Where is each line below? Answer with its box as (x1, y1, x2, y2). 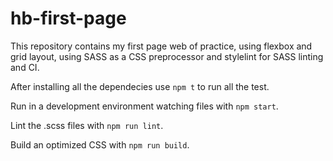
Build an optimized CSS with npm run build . (10, 138, 190, 151)
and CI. (10, 61, 40, 73)
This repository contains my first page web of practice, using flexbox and (10, 40, 313, 52)
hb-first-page (10, 7, 127, 30)
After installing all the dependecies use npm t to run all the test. (10, 80, 270, 92)
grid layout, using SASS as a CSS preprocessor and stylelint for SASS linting (10, 50, 324, 62)
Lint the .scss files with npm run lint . (10, 119, 164, 131)
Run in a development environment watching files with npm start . (10, 100, 279, 112)
